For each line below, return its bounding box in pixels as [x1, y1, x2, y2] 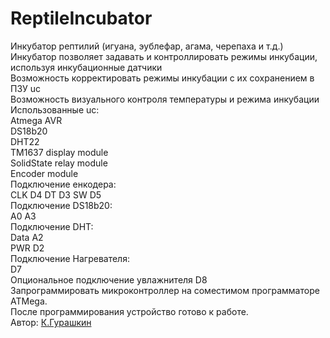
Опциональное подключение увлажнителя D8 [10, 273, 208, 286]
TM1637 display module [10, 146, 109, 158]
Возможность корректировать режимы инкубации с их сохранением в [10, 72, 315, 84]
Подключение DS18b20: [10, 199, 113, 211]
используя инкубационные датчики [10, 61, 163, 73]
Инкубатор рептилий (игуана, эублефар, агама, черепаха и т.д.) [10, 40, 284, 52]
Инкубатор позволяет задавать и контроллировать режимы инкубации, [10, 50, 318, 62]
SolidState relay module [10, 157, 108, 169]
